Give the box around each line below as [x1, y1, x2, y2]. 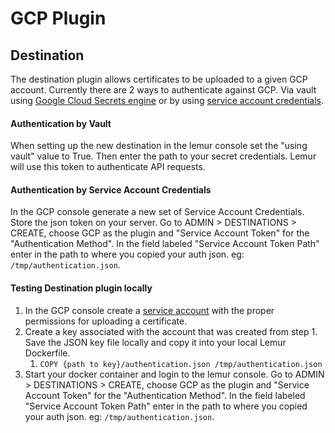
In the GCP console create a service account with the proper [24, 304, 275, 316]
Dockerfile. [24, 347, 71, 359]
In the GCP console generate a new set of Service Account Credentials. [10, 206, 305, 218]
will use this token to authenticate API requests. [10, 161, 206, 173]
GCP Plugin [10, 7, 107, 30]
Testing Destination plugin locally [10, 282, 153, 294]
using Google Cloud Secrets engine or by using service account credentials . [10, 95, 325, 106]
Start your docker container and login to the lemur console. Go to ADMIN [24, 368, 325, 380]
